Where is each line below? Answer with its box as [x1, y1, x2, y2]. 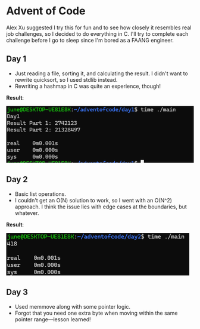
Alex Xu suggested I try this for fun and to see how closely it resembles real [6, 24, 192, 31]
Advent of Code [6, 4, 86, 18]
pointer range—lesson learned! [14, 315, 91, 323]
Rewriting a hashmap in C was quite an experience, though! [14, 82, 161, 90]
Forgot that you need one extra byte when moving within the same [14, 309, 178, 316]
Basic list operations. [14, 190, 67, 198]
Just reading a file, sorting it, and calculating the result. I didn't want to [14, 70, 189, 77]
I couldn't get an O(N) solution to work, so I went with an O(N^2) [14, 196, 173, 204]
